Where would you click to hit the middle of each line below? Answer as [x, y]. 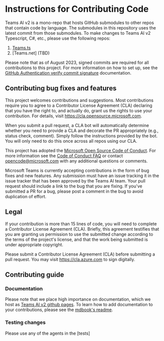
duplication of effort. [26, 196]
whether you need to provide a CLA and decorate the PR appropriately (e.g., [82, 131]
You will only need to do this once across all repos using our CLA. [71, 141]
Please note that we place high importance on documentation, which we [78, 299]
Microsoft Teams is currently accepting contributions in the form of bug [77, 170]
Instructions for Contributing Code [77, 9]
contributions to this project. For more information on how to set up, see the [82, 68]
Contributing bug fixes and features [61, 89]
